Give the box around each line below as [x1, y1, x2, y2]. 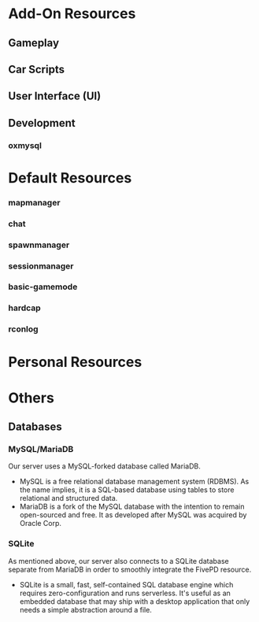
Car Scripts [8, 62, 65, 76]
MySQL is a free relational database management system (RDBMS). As [19, 477, 250, 487]
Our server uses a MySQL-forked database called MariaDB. [8, 461, 201, 471]
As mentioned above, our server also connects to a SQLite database [8, 556, 230, 565]
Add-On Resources [8, 5, 136, 23]
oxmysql [8, 139, 42, 150]
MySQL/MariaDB [8, 444, 74, 454]
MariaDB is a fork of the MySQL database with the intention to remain [19, 502, 246, 512]
